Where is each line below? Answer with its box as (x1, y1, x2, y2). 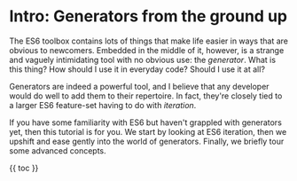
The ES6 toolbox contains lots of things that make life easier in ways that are (9, 35, 288, 46)
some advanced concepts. (9, 145, 106, 156)
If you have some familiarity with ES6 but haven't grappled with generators (9, 117, 282, 128)
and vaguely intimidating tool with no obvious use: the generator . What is (9, 54, 277, 65)
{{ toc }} (9, 162, 39, 173)
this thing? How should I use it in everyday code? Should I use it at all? (9, 64, 266, 75)
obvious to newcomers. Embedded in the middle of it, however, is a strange (9, 44, 285, 55)
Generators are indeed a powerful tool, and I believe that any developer (9, 81, 270, 91)
